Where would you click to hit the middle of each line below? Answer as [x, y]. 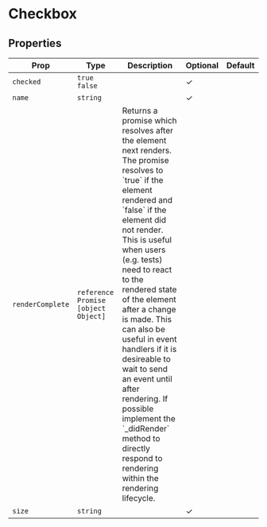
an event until [147, 379]
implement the [149, 418]
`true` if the [143, 180]
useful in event [149, 339]
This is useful [147, 240]
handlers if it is [149, 349]
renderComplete [41, 304]
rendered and [147, 200]
